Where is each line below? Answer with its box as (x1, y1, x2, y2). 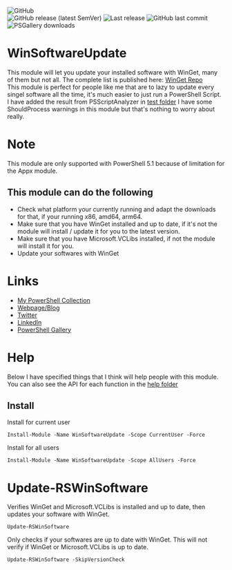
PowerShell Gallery (17, 325, 72, 334)
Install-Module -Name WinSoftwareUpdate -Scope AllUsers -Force (7, 457, 196, 464)
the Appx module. (7, 167, 58, 175)
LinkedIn (17, 318, 42, 326)
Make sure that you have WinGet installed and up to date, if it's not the (17, 220, 217, 228)
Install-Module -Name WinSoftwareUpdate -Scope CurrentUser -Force (7, 432, 206, 439)
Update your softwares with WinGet (17, 249, 119, 257)
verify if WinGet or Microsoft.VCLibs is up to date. (7, 543, 148, 551)
